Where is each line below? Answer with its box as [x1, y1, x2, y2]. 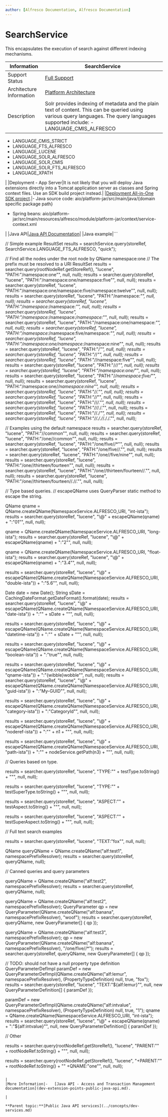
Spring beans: [12, 210, 41, 216]
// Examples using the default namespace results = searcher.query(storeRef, [5, 425, 162, 431]
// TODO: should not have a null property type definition [5, 960, 120, 966]
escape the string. [5, 493, 42, 499]
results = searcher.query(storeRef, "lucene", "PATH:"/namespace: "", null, [5, 293, 155, 299]
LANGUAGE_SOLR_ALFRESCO [12, 154, 75, 160]
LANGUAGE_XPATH [12, 170, 53, 176]
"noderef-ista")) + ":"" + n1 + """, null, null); [5, 728, 94, 734]
